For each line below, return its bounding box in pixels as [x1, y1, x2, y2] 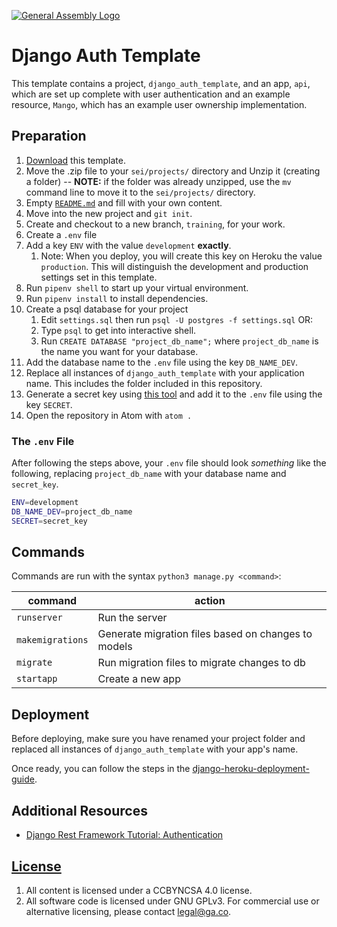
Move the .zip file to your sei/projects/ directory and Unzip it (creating [25, 165, 321, 177]
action [194, 594, 226, 608]
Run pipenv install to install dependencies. [25, 292, 209, 304]
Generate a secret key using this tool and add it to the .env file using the [25, 388, 323, 400]
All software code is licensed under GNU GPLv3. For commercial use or [25, 895, 320, 907]
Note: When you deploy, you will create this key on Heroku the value [40, 250, 323, 262]
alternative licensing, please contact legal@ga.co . [25, 905, 232, 917]
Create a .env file [25, 228, 98, 240]
